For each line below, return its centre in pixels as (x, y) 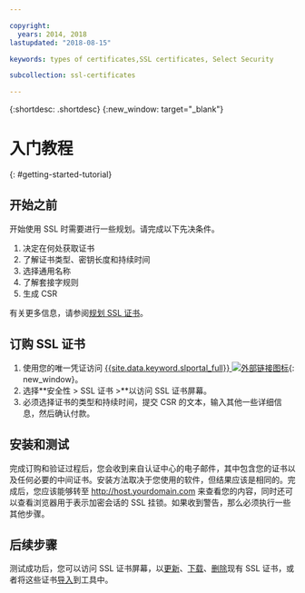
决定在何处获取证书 (59, 248)
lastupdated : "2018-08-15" (60, 43)
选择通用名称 (46, 271)
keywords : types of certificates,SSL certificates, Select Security (142, 59)
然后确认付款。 (67, 413)
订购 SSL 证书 (48, 345)
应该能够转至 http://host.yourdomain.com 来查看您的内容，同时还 (163, 490)
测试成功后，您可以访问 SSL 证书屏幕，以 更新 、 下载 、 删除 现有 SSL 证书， (148, 568)
